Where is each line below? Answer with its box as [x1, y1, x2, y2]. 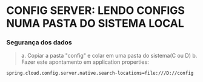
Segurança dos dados [6, 38, 72, 47]
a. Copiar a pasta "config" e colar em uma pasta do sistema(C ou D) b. [21, 52, 198, 60]
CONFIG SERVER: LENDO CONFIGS [6, 4, 185, 18]
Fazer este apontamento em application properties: [21, 58, 150, 66]
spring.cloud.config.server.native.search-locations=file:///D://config [6, 70, 194, 77]
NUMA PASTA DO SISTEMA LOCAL [6, 16, 184, 30]
